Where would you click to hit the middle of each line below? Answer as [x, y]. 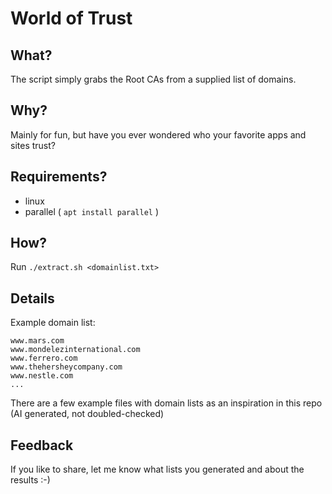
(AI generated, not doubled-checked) [87, 414]
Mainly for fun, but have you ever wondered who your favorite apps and [158, 134]
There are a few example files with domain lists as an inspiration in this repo [166, 403]
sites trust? [33, 145]
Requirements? [59, 177]
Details [32, 298]
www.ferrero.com [44, 358]
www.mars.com [37, 341]
